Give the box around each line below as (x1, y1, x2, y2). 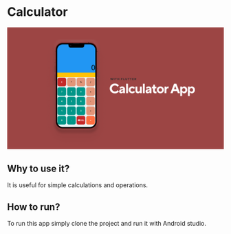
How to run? (7, 201, 60, 213)
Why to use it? (7, 162, 70, 174)
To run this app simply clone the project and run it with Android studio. (7, 220, 207, 228)
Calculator (7, 4, 68, 20)
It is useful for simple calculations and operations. (7, 181, 148, 189)
